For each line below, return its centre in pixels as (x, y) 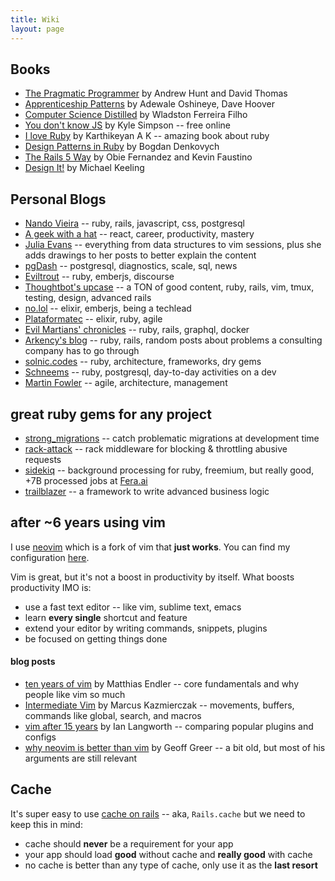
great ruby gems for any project (111, 414)
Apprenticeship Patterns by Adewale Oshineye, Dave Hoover (149, 104)
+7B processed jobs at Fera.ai (86, 480)
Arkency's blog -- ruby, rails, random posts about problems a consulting (173, 340)
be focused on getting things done (96, 638)
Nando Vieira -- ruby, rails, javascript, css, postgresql (134, 223)
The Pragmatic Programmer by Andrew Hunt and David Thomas (156, 93)
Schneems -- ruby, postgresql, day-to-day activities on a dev (150, 372)
